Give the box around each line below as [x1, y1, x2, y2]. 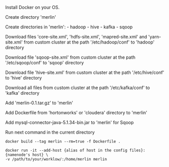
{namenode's [5, 152, 30, 157]
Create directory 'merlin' [5, 14, 57, 20]
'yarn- [148, 34, 161, 39]
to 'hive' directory [5, 75, 42, 80]
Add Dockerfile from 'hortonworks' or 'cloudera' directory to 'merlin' [5, 110, 147, 115]
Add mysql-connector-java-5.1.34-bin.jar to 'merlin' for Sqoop [5, 119, 134, 126]
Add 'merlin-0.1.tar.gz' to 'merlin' [5, 100, 73, 106]
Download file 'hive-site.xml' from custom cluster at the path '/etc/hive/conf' [5, 69, 164, 75]
